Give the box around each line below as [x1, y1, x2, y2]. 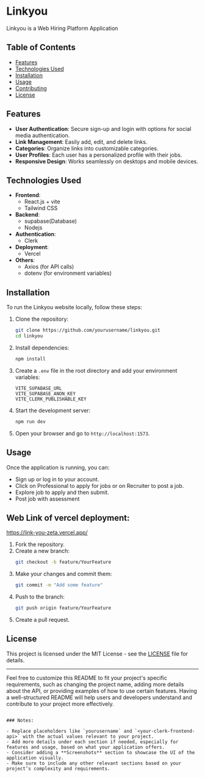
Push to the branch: [15, 593, 65, 600]
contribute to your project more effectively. [6, 700, 114, 708]
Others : [15, 256, 35, 264]
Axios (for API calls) [24, 263, 74, 271]
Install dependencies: [15, 344, 70, 351]
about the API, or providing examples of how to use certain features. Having [6, 687, 197, 694]
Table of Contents [6, 42, 76, 53]
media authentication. [15, 132, 70, 139]
